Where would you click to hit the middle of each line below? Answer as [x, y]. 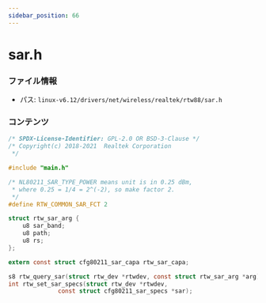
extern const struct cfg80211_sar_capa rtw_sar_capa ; [99, 262]
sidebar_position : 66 [44, 15]
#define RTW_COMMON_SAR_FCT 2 [58, 204]
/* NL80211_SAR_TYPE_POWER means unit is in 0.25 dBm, [101, 182]
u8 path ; [37, 233]
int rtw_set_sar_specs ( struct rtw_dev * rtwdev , [88, 284]
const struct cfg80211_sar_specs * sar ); [125, 291]
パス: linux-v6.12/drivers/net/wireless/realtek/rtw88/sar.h [121, 100]
